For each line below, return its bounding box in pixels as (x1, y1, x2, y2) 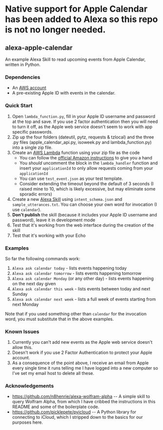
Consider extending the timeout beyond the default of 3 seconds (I (19, 180, 154, 186)
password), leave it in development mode (12, 217, 96, 223)
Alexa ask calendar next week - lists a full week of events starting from (12, 296, 156, 302)
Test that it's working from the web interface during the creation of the (12, 222, 154, 228)
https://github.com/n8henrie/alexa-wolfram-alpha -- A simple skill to (12, 393, 150, 399)
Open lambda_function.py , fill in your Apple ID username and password (12, 113, 155, 119)
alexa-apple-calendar (5, 43, 73, 52)
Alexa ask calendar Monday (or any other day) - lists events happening (12, 275, 154, 281)
